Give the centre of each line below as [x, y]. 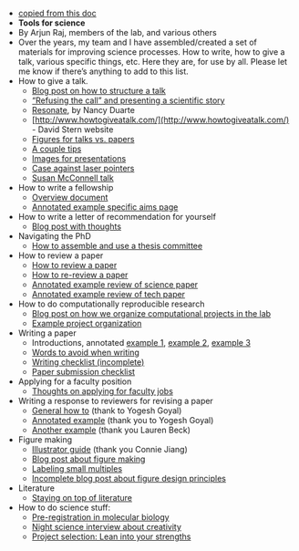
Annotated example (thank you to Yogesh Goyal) [123, 420]
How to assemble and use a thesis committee [117, 246]
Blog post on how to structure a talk [99, 91]
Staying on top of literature [82, 498]
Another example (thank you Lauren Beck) [111, 430]
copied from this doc [57, 13]
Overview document [70, 197]
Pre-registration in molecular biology [101, 517]
